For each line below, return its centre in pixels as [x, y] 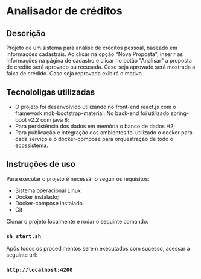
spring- [180, 113]
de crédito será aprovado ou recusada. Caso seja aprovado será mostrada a [101, 67]
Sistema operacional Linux [48, 190]
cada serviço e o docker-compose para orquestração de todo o [94, 139]
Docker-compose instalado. [49, 203]
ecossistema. [31, 145]
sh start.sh [24, 236]
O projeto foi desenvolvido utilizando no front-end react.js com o [95, 107]
